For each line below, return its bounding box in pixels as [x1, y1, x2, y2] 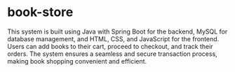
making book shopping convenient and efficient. [7, 57, 147, 65]
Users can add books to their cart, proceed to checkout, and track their [7, 42, 213, 50]
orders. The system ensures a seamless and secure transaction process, [7, 50, 217, 58]
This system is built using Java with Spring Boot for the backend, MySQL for [7, 27, 228, 36]
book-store [7, 4, 74, 20]
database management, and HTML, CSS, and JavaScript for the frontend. [7, 34, 220, 43]
